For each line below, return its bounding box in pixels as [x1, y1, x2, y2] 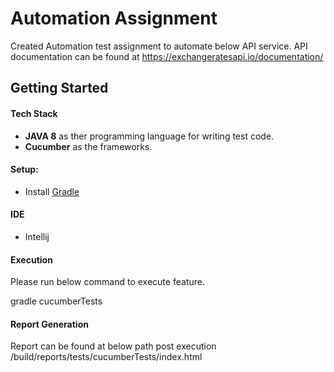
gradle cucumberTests [10, 295, 103, 307]
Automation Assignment [10, 7, 218, 30]
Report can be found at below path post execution [10, 340, 217, 352]
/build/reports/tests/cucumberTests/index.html [10, 351, 203, 363]
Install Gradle [24, 185, 80, 197]
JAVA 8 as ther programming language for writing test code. [24, 130, 275, 142]
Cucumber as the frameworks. [24, 140, 153, 152]
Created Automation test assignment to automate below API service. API [10, 40, 308, 52]
